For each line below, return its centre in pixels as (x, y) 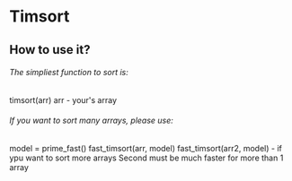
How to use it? (50, 50)
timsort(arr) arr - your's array (63, 99)
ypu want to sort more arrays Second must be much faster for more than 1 (146, 158)
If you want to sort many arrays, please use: (91, 121)
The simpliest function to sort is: (69, 73)
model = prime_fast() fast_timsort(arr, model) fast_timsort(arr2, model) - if (146, 148)
